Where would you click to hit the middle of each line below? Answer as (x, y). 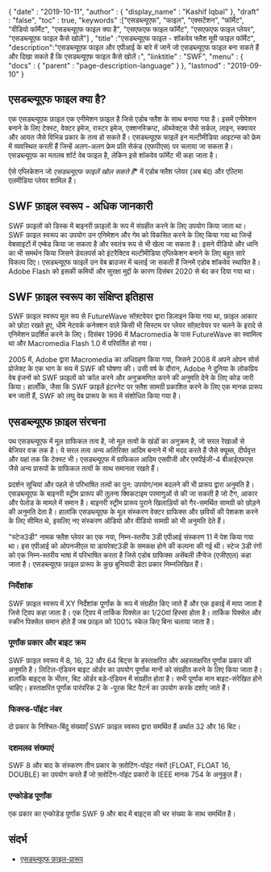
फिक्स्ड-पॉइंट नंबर (35, 709)
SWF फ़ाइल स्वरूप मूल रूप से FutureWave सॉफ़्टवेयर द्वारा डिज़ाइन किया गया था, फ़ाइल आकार (133, 316)
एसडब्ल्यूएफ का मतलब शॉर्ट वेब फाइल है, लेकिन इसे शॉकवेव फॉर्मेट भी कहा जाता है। (113, 155)
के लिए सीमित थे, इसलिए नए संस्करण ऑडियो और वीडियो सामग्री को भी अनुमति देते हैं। (117, 521)
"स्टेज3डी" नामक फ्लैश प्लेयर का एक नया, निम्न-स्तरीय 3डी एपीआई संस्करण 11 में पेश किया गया (131, 537)
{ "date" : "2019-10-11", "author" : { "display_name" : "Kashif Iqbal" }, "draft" (134, 12)
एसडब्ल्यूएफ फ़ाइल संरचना (57, 421)
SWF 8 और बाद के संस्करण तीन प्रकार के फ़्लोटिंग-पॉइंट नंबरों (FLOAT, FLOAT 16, (120, 766)
